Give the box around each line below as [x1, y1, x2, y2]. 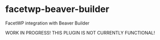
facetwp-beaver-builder [5, 3, 110, 15]
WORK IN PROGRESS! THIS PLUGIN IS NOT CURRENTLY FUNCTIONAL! [5, 29, 155, 35]
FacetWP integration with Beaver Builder [5, 20, 90, 26]
